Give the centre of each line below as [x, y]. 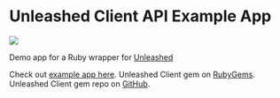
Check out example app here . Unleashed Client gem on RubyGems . [132, 74]
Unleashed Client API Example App [140, 16]
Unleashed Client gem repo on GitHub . [80, 83]
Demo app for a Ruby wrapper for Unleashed [91, 57]
